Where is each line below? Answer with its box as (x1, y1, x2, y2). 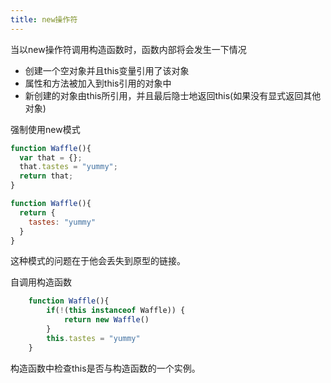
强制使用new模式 (10, 123, 81, 135)
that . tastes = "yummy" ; (19, 162, 118, 172)
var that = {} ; (19, 152, 83, 163)
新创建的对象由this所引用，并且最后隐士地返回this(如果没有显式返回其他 (24, 89, 322, 101)
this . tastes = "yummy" (46, 333, 141, 343)
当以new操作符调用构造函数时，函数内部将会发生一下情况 (10, 43, 247, 55)
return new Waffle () (63, 315, 150, 325)
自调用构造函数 (10, 276, 72, 288)
